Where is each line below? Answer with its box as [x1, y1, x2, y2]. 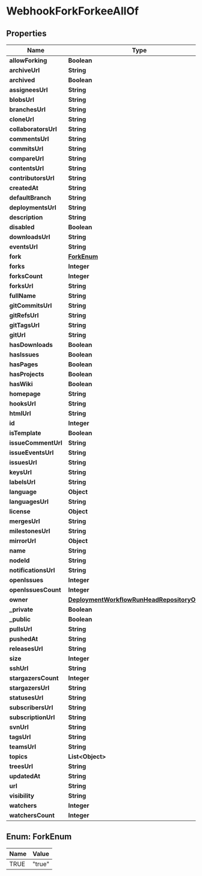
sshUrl [9, 664, 29, 672]
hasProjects [9, 370, 44, 378]
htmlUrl [9, 409, 31, 417]
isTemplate [9, 429, 41, 437]
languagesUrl [9, 498, 49, 506]
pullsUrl [9, 625, 32, 633]
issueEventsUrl [9, 448, 54, 457]
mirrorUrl [9, 537, 36, 545]
